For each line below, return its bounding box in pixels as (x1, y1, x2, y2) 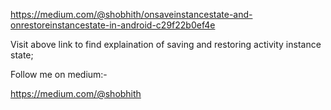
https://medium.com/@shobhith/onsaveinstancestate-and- (10, 9, 253, 20)
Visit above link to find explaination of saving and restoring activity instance (10, 39, 322, 50)
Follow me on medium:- (10, 69, 108, 80)
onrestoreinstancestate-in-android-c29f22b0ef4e (10, 19, 216, 31)
